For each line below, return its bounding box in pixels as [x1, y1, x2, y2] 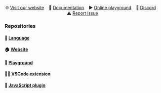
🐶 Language [4, 35, 30, 41]
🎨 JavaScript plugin [4, 82, 45, 88]
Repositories [4, 22, 36, 29]
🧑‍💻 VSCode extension [4, 71, 51, 77]
